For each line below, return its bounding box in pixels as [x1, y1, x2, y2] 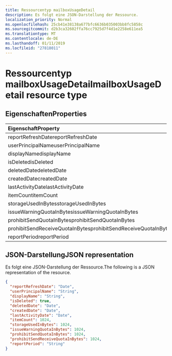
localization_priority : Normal [5, 17, 72, 22]
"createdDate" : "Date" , [10, 308, 60, 313]
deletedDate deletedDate [8, 167, 67, 174]
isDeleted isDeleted [8, 158, 54, 165]
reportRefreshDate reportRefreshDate [8, 133, 97, 141]
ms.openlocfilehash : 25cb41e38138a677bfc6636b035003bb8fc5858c [5, 21, 143, 27]
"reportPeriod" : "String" [10, 341, 66, 346]
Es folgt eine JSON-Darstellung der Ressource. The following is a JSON [5, 264, 155, 270]
